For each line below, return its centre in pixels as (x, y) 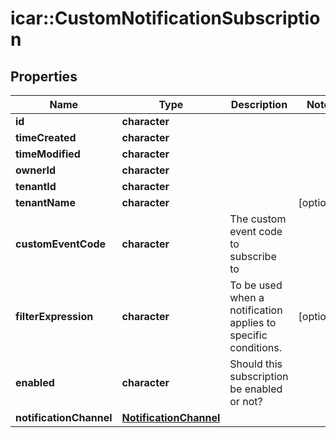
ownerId (36, 170)
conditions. (256, 347)
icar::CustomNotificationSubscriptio (165, 18)
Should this (256, 364)
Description (259, 104)
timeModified (48, 154)
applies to (253, 322)
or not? (246, 401)
